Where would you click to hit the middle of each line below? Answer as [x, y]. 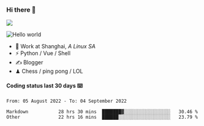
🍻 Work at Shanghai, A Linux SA [55, 46]
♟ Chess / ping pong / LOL [49, 71]
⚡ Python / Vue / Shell [43, 53]
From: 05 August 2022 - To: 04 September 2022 [67, 101]
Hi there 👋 [21, 10]
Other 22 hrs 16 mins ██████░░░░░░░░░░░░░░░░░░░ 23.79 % [102, 117]
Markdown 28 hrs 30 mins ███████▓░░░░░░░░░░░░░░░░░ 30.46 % [102, 112]
